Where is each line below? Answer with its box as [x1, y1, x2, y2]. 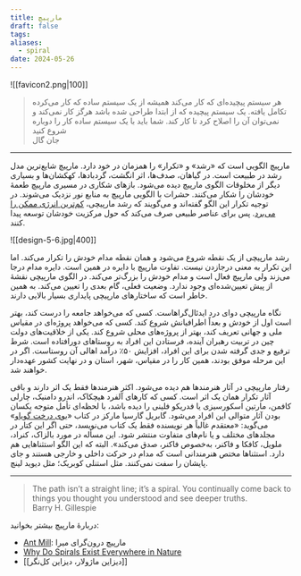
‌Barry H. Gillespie [31, 503, 97, 512]
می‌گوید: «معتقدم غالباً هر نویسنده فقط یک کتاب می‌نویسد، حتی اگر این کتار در [10, 419, 269, 430]
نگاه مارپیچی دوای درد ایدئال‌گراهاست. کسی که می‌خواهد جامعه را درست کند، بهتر [10, 308, 282, 318]
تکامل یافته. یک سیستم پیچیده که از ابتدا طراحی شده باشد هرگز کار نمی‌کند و [31, 106, 287, 116]
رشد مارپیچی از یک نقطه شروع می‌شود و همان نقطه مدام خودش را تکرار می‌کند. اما [10, 252, 289, 262]
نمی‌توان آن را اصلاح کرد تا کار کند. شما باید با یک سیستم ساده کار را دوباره [31, 115, 280, 126]
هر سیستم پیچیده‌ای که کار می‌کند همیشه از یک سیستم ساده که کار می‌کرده [31, 97, 282, 107]
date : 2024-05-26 [10, 55, 75, 64]
